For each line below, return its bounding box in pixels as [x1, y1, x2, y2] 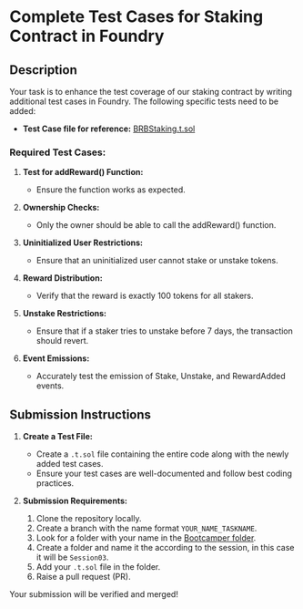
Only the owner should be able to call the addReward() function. [35, 220, 277, 231]
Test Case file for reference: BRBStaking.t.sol [22, 123, 196, 134]
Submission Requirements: [22, 495, 127, 507]
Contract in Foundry [9, 26, 165, 46]
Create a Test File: [22, 431, 93, 442]
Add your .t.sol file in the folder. [35, 562, 161, 573]
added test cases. [35, 459, 104, 470]
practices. [35, 478, 75, 489]
